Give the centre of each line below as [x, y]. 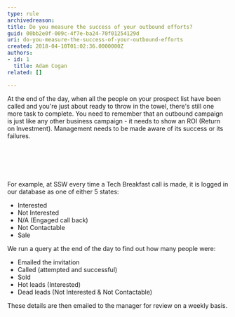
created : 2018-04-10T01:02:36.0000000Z [66, 46]
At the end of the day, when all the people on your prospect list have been [114, 98]
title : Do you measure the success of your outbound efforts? [100, 27]
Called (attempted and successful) [67, 269]
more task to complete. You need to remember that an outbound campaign [115, 114]
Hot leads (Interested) [49, 284]
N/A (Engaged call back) [53, 220]
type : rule [23, 14]
